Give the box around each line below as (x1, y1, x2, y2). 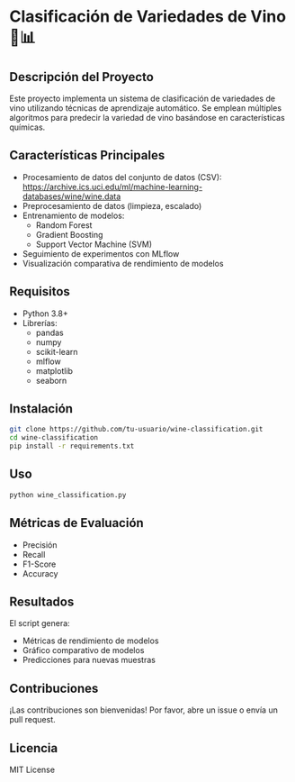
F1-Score (22, 559, 57, 569)
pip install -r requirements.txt (9, 441, 135, 451)
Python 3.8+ (22, 308, 69, 319)
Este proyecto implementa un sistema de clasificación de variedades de (9, 93, 276, 104)
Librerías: (22, 317, 58, 328)
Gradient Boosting (35, 229, 103, 240)
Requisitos (9, 284, 70, 299)
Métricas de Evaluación (9, 515, 144, 531)
